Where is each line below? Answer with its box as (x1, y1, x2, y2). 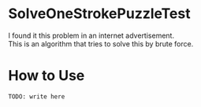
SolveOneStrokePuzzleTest (8, 5, 191, 23)
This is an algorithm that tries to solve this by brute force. (8, 39, 194, 48)
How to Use (8, 67, 85, 85)
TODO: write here (8, 92, 65, 101)
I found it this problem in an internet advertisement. (8, 31, 175, 40)
